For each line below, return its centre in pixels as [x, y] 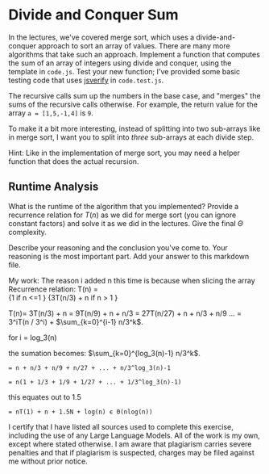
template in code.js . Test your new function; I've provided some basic [124, 71]
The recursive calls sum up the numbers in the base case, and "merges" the [134, 95]
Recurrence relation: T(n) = [54, 289]
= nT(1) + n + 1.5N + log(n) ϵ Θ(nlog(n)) [81, 412]
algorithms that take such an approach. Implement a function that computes [134, 54]
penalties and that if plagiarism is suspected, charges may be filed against [132, 452]
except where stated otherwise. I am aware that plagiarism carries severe [130, 444]
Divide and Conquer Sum [93, 15]
